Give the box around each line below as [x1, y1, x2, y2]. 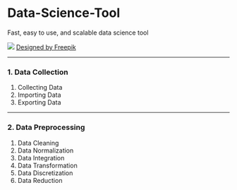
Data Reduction [17, 176, 63, 184]
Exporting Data [17, 98, 61, 107]
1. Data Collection [7, 67, 68, 77]
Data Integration [17, 153, 65, 162]
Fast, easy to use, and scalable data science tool [7, 28, 149, 37]
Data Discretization [17, 168, 73, 177]
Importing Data [17, 90, 61, 100]
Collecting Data [17, 83, 63, 92]
